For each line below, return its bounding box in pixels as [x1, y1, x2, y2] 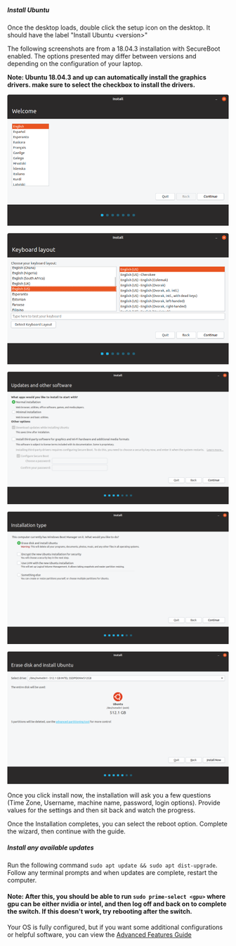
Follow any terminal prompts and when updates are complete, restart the [7, 869, 218, 877]
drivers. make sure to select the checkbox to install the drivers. [7, 80, 195, 89]
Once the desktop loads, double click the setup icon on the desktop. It [7, 23, 211, 32]
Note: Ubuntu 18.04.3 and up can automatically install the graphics [7, 72, 207, 81]
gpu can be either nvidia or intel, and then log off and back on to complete [7, 900, 227, 908]
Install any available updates [7, 843, 94, 852]
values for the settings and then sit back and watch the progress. [7, 806, 195, 814]
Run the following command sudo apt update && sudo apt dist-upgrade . [7, 861, 218, 869]
